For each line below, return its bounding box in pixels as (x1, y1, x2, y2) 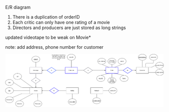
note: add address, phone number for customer (5, 44, 104, 50)
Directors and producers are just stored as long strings (12, 25, 126, 31)
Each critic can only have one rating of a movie (12, 20, 110, 25)
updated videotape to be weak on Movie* (5, 35, 92, 40)
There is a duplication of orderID (12, 14, 80, 20)
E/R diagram (5, 5, 31, 10)
